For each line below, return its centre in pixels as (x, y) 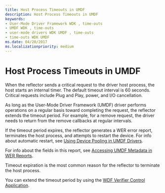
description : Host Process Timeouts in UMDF (52, 14)
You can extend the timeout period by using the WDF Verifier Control (75, 180)
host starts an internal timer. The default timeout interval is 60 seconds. (78, 90)
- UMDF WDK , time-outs (30, 28)
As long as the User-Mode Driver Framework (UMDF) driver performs (76, 105)
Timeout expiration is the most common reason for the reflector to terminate (82, 165)
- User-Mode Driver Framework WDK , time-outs (54, 24)
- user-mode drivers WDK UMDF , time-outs (49, 33)
